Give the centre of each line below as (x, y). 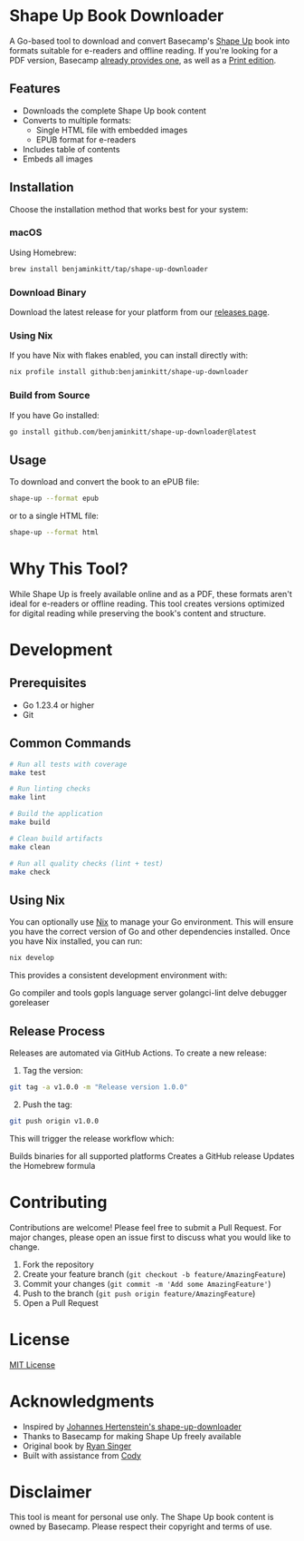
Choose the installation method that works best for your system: (129, 209)
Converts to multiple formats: (77, 120)
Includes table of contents (71, 149)
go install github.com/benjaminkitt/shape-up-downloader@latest (133, 432)
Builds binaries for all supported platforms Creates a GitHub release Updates (152, 1156)
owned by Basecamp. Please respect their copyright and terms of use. (141, 1526)
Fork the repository (58, 1264)
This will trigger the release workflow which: (92, 1138)
